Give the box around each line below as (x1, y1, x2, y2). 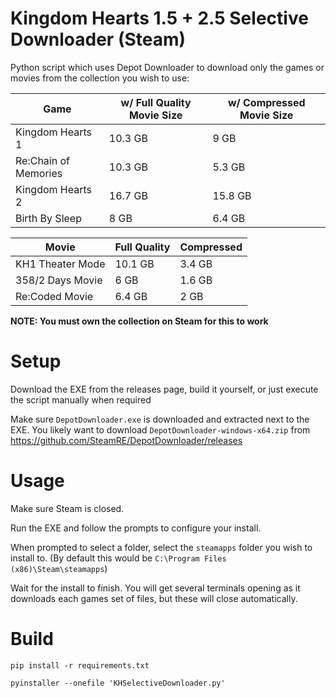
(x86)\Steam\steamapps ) (10, 562, 108, 574)
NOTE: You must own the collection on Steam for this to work (10, 315, 269, 327)
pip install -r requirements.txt (10, 660, 150, 671)
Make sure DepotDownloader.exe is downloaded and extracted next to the (10, 413, 310, 425)
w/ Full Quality (120, 95, 192, 109)
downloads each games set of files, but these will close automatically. (10, 592, 298, 604)
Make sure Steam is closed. (10, 502, 125, 514)
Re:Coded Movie (15, 289, 94, 303)
